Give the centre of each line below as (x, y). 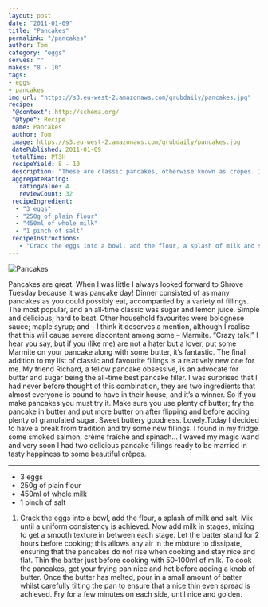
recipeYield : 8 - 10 (46, 165)
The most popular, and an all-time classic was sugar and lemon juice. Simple (134, 309)
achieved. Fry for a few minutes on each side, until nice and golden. (131, 594)
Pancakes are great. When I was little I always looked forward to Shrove (126, 284)
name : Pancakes (37, 127)
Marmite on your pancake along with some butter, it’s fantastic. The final (127, 351)
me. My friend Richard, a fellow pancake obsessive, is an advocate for (124, 369)
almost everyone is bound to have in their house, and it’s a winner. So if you (132, 394)
